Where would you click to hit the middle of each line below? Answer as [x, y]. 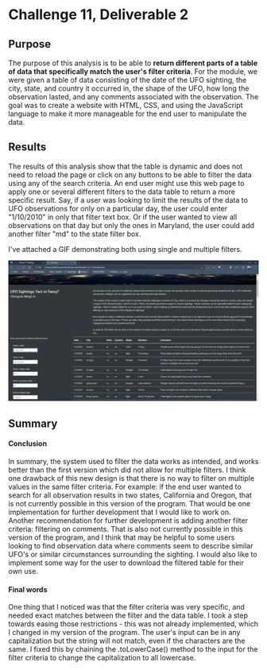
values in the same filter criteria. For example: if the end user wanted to [125, 486]
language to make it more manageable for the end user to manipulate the [128, 114]
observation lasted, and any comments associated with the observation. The [133, 97]
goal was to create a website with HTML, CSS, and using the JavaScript [126, 105]
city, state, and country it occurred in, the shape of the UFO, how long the [129, 88]
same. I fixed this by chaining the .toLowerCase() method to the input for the [133, 649]
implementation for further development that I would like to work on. [120, 512]
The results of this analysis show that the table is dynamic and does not [126, 166]
